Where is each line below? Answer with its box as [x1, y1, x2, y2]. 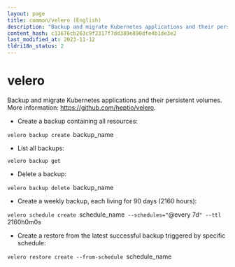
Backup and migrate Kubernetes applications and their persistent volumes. [7, 96, 222, 104]
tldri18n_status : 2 [7, 43, 64, 50]
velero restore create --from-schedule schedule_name [7, 252, 172, 261]
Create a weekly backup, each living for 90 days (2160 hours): [17, 196, 197, 205]
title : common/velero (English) [7, 17, 101, 24]
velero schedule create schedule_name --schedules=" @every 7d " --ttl [7, 210, 222, 219]
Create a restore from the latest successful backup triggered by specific [17, 231, 226, 240]
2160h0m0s [7, 217, 42, 226]
